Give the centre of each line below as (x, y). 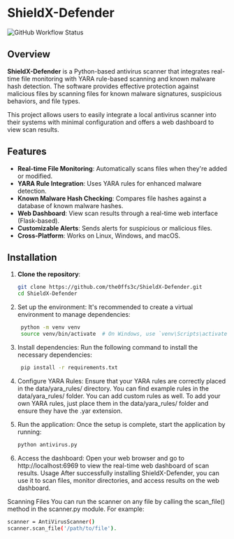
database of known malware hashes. (70, 205)
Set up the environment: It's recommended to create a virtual (105, 307)
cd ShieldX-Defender (47, 294)
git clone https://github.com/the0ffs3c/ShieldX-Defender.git (110, 287)
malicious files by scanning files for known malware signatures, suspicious (115, 93)
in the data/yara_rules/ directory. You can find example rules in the (113, 388)
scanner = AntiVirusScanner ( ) (51, 521)
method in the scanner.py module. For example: (76, 509)
